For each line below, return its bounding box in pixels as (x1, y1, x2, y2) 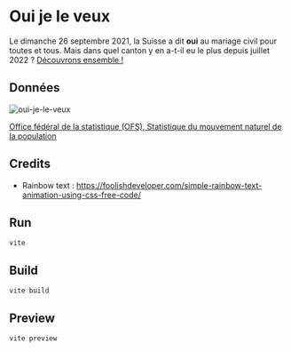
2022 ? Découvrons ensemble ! (9, 54, 124, 65)
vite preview (9, 334, 58, 343)
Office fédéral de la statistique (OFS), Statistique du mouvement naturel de (9, 121, 282, 132)
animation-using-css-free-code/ (21, 189, 142, 200)
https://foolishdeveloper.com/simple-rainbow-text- (76, 180, 263, 190)
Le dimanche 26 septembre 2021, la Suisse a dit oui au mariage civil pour (9, 36, 278, 46)
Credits (9, 156, 51, 172)
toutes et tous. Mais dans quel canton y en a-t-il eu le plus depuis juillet (9, 44, 271, 55)
